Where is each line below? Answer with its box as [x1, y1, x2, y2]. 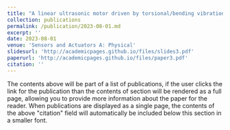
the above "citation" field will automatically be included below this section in [7, 109, 222, 117]
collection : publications [7, 16, 81, 23]
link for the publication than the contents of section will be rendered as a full [7, 87, 222, 95]
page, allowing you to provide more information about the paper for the [7, 94, 207, 103]
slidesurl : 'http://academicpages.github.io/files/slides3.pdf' [7, 49, 194, 55]
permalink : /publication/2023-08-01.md [7, 23, 121, 29]
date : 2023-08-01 [7, 36, 57, 42]
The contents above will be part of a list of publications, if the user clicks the [7, 79, 222, 88]
